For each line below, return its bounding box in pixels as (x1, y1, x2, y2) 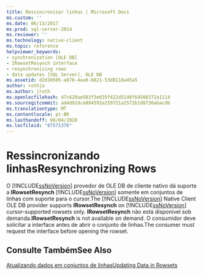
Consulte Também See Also (6, 245, 112, 255)
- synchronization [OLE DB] (6, 54, 78, 61)
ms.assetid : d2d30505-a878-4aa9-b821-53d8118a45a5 (6, 77, 138, 83)
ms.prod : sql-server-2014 (6, 26, 72, 32)
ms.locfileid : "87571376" (6, 123, 72, 129)
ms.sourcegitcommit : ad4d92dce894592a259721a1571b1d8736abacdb (6, 100, 171, 106)
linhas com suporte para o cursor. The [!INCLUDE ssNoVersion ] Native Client (6, 195, 196, 202)
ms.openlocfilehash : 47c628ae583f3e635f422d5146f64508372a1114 (6, 94, 171, 100)
